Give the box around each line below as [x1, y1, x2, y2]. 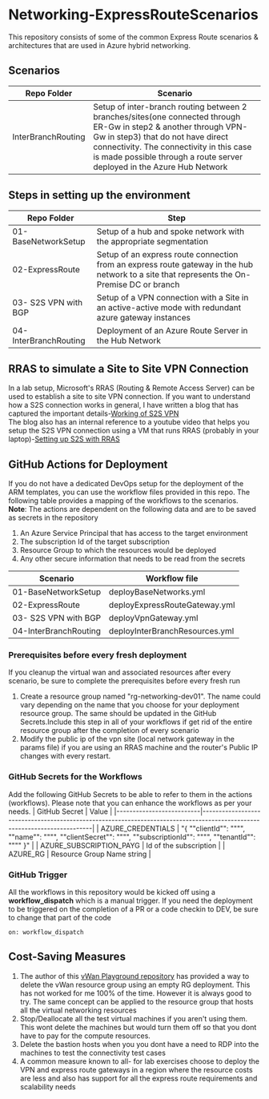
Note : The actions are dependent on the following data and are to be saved [8, 505, 256, 514]
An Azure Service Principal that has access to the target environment [19, 529, 248, 538]
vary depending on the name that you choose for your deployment [19, 700, 240, 710]
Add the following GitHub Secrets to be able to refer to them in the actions [8, 789, 253, 799]
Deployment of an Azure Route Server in [96, 324, 248, 336]
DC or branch [129, 279, 180, 290]
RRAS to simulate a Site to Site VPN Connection [8, 362, 249, 376]
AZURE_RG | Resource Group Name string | [8, 849, 151, 859]
